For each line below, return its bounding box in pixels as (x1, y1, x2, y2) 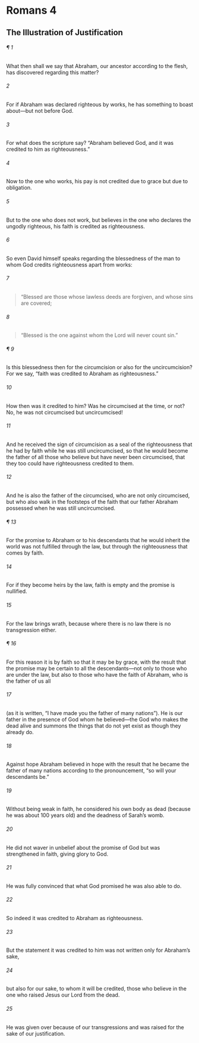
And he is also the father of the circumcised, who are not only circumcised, (6, 492, 190, 499)
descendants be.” (6, 773, 49, 781)
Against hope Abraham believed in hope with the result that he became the (6, 761, 189, 768)
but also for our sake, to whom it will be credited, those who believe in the (6, 985, 187, 992)
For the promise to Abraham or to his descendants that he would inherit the (6, 537, 190, 544)
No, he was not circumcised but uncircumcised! (6, 408, 123, 416)
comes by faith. (6, 549, 45, 556)
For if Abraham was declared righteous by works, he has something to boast (6, 101, 194, 108)
